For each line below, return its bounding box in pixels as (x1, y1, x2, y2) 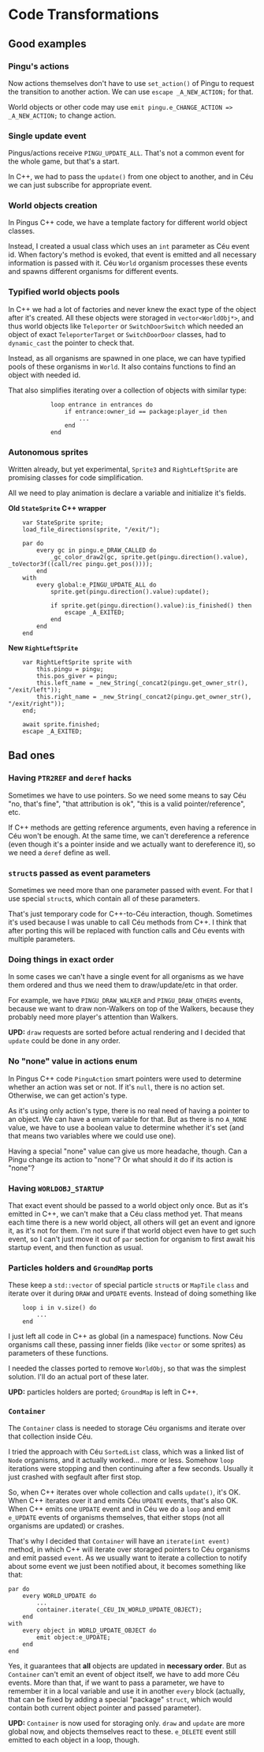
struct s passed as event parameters (8, 867, 151, 878)
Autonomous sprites (8, 446, 89, 457)
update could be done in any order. (8, 1036, 121, 1045)
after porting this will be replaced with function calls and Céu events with (8, 926, 245, 936)
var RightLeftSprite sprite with (22, 658, 132, 666)
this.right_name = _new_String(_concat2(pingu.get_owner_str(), (36, 693, 252, 701)
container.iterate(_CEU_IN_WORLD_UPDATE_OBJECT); (36, 1605, 203, 1614)
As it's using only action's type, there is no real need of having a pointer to (8, 1105, 250, 1115)
